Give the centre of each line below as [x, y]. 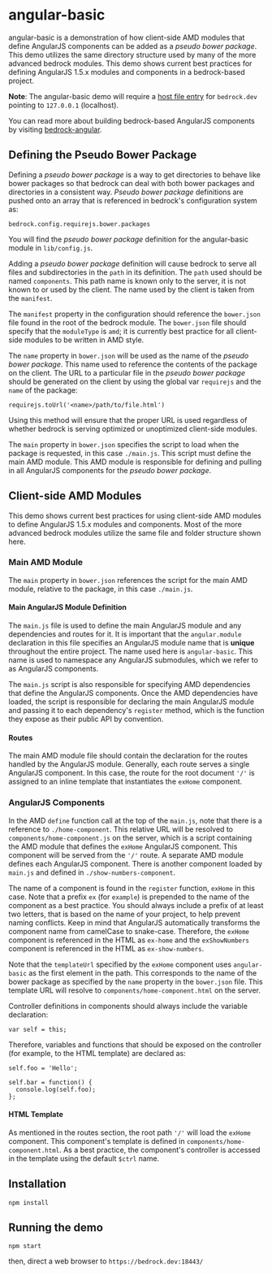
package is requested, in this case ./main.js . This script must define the [130, 453]
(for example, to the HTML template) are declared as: [97, 1053]
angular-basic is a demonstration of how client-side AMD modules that [127, 37]
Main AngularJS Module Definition [68, 607]
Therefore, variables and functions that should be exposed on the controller [135, 1044]
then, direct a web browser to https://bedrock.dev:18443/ [106, 1261]
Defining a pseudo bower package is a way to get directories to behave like [135, 174]
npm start [25, 1246]
